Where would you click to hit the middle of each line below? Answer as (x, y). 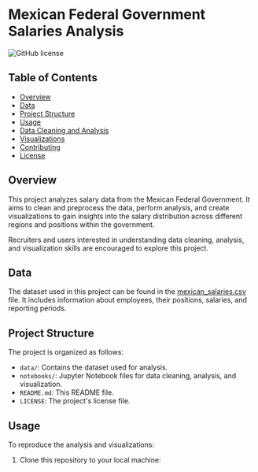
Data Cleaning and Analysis (64, 130)
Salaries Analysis (66, 31)
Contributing (40, 147)
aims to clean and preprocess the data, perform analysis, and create (119, 207)
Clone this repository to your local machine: (90, 460)
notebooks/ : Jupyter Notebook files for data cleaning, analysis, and (128, 376)
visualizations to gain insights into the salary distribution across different (125, 216)
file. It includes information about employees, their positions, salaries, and (128, 300)
